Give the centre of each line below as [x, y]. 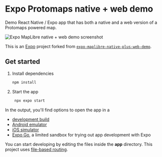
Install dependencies [33, 73]
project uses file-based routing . [37, 149]
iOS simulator [25, 129]
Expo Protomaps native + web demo [79, 9]
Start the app [25, 91]
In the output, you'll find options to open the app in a [57, 110]
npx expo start [30, 101]
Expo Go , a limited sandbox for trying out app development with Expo [81, 135]
